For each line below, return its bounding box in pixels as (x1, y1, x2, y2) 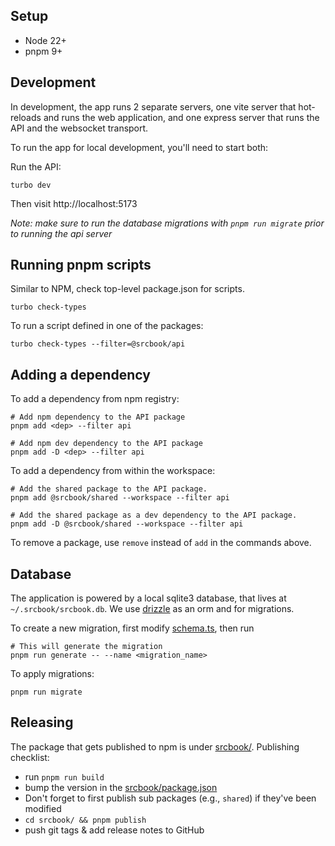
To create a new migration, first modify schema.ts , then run (10, 622, 255, 634)
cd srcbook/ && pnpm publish (24, 815, 147, 825)
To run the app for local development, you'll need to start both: (10, 141, 269, 153)
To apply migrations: (10, 668, 95, 680)
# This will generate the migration (10, 642, 163, 652)
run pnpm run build (24, 770, 105, 783)
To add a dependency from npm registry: (10, 393, 180, 405)
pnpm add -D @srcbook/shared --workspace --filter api (10, 519, 244, 529)
